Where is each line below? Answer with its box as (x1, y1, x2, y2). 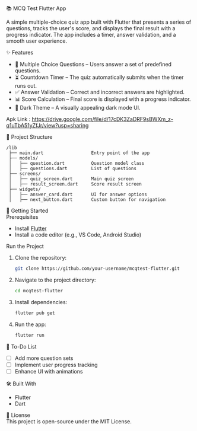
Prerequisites (6, 213, 39, 221)
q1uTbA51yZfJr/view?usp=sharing (6, 122, 89, 129)
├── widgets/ (8, 186, 42, 192)
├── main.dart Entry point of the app (8, 150, 150, 156)
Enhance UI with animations (14, 368, 83, 375)
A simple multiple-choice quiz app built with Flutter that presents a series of (6, 18, 192, 25)
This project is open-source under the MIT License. (6, 417, 132, 425)
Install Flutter (14, 225, 47, 232)
